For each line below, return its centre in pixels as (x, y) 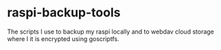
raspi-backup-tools (64, 13)
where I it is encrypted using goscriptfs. (63, 38)
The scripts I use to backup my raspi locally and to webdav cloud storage (111, 32)
